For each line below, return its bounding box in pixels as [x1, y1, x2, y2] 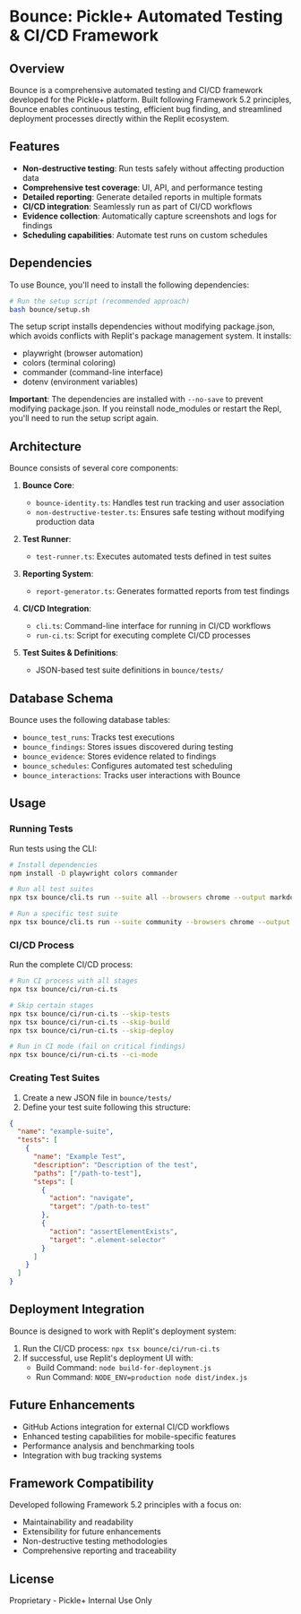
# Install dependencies [9, 860, 99, 870]
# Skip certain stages [9, 1000, 94, 1009]
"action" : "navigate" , [48, 1194, 134, 1203]
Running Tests [9, 822, 73, 835]
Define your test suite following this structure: [21, 1102, 191, 1112]
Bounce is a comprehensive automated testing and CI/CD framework [9, 85, 263, 95]
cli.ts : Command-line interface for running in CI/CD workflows [35, 621, 271, 631]
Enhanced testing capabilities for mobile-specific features [21, 1430, 236, 1441]
